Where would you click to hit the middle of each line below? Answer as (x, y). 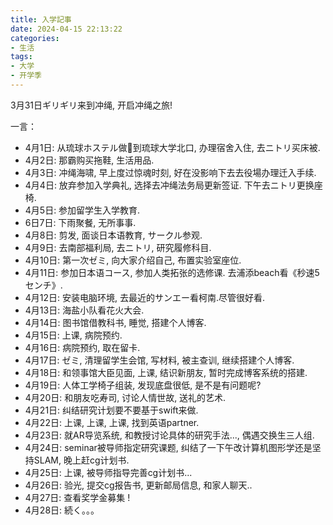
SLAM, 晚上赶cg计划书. (81, 460)
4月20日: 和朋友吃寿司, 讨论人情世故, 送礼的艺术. (125, 397)
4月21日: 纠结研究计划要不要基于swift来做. (111, 410)
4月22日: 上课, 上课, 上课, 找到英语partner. (112, 422)
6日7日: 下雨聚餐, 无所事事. (80, 222)
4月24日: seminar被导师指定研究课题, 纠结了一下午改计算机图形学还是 (168, 447)
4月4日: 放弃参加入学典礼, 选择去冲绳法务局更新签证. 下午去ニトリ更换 (169, 185)
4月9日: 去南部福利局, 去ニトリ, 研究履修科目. (118, 247)
